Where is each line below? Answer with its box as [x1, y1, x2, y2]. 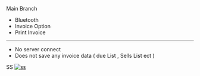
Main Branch [6, 5, 37, 12]
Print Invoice [14, 29, 46, 36]
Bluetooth [14, 16, 39, 23]
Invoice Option [14, 23, 51, 29]
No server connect [14, 46, 61, 52]
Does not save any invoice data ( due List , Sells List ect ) [14, 52, 155, 59]
